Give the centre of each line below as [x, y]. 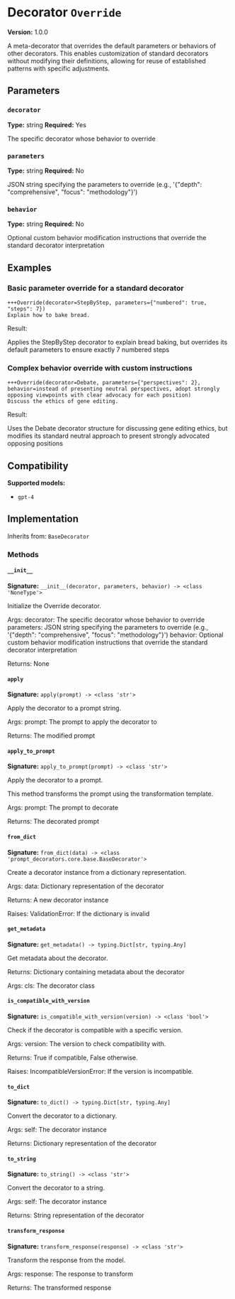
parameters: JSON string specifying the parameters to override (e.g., [108, 627]
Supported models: [36, 483]
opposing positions [35, 443]
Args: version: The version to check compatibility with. [87, 1044]
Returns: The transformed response [59, 1288]
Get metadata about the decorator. [58, 958]
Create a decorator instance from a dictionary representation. [97, 872]
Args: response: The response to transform [70, 1273]
